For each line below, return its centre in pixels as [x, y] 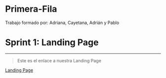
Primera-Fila [31, 9]
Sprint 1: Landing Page [52, 42]
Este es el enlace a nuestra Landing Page [59, 60]
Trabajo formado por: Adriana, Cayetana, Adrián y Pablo [62, 23]
